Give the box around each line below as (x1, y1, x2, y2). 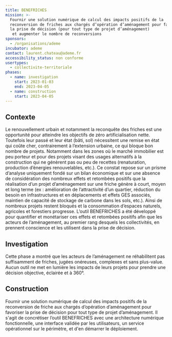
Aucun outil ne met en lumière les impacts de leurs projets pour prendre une (5, 264, 166, 270)
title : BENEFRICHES (5, 7, 47, 13)
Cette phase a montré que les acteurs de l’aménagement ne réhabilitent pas (5, 253, 165, 259)
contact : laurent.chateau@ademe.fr (5, 50, 81, 56)
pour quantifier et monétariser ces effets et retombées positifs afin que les (5, 214, 162, 220)
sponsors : (5, 37, 27, 42)
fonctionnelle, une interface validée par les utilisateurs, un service (5, 320, 144, 326)
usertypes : (5, 60, 29, 65)
